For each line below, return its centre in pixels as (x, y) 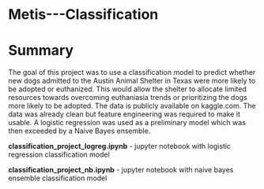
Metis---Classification (83, 15)
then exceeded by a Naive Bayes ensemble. (79, 131)
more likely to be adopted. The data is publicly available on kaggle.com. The (132, 106)
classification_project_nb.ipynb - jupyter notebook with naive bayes (121, 170)
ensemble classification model (58, 178)
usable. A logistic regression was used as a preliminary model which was (127, 123)
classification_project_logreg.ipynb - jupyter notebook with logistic (120, 146)
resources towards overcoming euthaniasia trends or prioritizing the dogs (128, 98)
